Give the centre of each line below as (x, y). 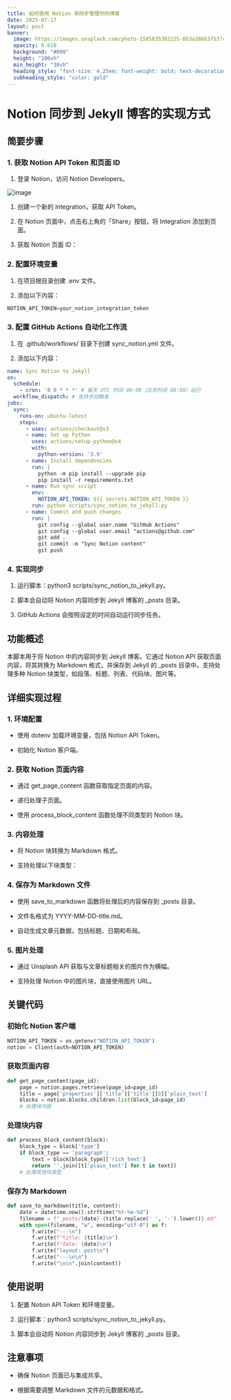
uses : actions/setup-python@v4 (77, 441)
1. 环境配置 (25, 719)
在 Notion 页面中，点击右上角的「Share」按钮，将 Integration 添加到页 (117, 222)
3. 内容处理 (25, 835)
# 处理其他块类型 (41, 1172)
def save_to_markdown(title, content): (64, 1206)
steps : (29, 422)
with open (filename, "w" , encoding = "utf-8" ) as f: (93, 1225)
